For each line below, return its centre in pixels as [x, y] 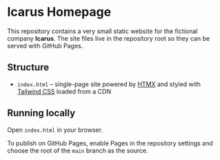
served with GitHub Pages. [45, 46]
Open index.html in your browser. [55, 130]
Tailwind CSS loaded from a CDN [64, 91]
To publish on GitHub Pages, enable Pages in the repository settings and [110, 143]
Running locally [41, 113]
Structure [28, 67]
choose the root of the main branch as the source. [78, 150]
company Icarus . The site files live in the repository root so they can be [109, 38]
